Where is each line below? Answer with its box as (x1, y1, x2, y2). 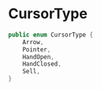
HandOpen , (22, 53, 55, 61)
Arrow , (22, 38, 44, 46)
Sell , (22, 68, 41, 76)
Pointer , (22, 45, 51, 54)
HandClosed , (22, 60, 62, 68)
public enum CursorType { (8, 31, 93, 39)
